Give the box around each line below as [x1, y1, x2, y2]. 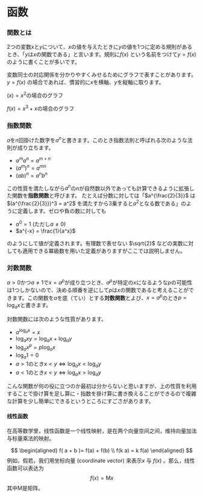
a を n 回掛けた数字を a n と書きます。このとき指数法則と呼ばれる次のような [7, 136, 187, 143]
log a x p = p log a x [15, 343, 56, 352]
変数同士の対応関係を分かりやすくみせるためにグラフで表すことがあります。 [7, 71, 197, 78]
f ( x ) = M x [90, 474, 114, 481]
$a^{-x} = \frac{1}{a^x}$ [15, 227, 76, 234]
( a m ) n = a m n [15, 163, 47, 172]
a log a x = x [15, 328, 40, 336]
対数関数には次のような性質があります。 [7, 316, 107, 323]
